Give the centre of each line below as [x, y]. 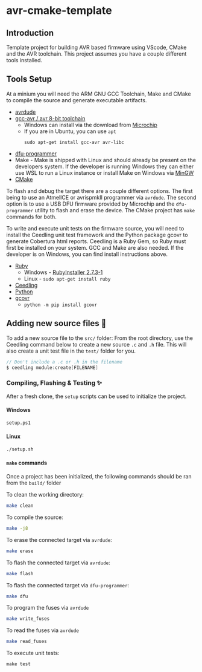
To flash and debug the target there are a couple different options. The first [99, 191]
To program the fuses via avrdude [48, 608]
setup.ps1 [19, 423]
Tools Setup [29, 79]
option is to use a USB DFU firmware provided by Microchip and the [90, 204]
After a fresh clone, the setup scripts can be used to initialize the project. [96, 396]
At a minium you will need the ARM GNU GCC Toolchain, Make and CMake [99, 94]
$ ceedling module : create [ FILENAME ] [52, 367]
